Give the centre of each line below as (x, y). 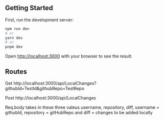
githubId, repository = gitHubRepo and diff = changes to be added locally (79, 112)
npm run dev (17, 29)
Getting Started (29, 8)
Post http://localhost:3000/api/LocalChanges (51, 98)
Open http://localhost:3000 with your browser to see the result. (69, 56)
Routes (16, 71)
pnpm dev (14, 47)
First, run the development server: (39, 20)
